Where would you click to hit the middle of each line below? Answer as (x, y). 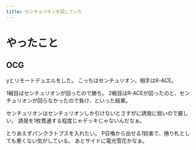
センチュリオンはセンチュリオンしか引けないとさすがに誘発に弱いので (92, 113)
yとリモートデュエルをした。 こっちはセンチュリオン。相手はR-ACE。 (91, 80)
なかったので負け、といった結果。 (89, 100)
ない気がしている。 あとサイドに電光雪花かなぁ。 (87, 140)
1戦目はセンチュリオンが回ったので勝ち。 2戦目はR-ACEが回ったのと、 (93, 93)
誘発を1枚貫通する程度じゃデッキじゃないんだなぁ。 (81, 120)
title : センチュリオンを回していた (44, 12)
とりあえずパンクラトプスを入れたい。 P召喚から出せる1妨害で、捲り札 (93, 133)
